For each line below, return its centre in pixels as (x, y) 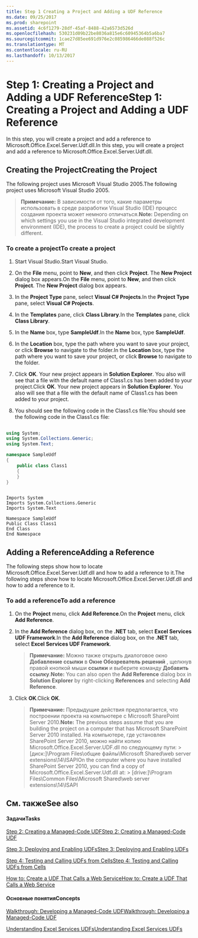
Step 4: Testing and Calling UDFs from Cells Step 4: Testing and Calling (92, 861)
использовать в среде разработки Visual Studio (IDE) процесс (99, 208)
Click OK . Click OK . (38, 698)
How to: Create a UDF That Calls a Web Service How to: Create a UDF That (97, 878)
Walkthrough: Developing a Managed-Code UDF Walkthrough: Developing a (98, 911)
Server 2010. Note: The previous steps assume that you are (101, 722)
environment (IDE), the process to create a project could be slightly (102, 227)
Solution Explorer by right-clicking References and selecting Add (110, 680)
